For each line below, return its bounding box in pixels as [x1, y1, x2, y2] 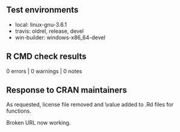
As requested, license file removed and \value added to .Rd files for [6, 101, 174, 108]
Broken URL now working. [6, 119, 71, 127]
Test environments [6, 5, 79, 15]
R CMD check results [6, 51, 87, 62]
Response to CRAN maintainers [6, 85, 127, 96]
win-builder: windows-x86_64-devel [14, 33, 106, 41]
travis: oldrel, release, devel [14, 27, 84, 35]
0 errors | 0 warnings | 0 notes [6, 67, 83, 74]
